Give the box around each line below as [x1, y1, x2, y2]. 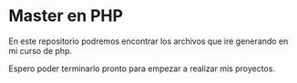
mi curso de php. [8, 45, 72, 56]
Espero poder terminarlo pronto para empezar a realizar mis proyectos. [8, 63, 275, 74]
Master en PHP [8, 5, 124, 26]
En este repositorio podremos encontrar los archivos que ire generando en [8, 36, 289, 47]
